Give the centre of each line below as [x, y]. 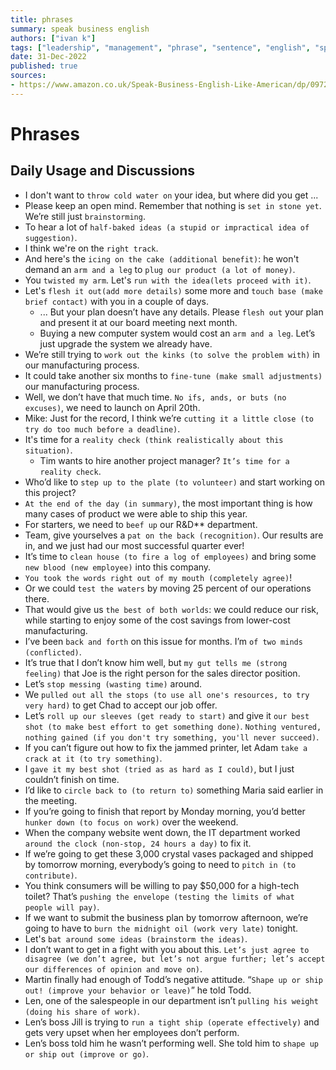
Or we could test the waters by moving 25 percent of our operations [168, 588]
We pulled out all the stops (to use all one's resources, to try [167, 694]
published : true [44, 66]
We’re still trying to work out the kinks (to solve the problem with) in [172, 354]
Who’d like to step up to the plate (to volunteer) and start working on [174, 482]
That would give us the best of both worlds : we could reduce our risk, [171, 609]
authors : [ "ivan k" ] [53, 38]
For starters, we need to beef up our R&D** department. [141, 524]
